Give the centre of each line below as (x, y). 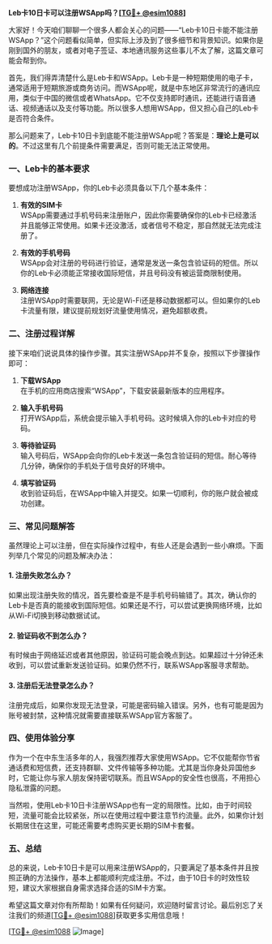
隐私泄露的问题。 (37, 787)
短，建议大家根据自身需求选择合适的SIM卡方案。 (89, 888)
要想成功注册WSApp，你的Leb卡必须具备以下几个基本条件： (109, 188)
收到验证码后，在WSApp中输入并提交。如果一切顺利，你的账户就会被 (136, 493)
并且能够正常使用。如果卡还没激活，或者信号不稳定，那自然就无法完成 (137, 226)
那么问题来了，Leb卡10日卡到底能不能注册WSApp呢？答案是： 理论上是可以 (134, 136)
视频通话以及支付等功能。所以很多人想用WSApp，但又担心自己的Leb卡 (140, 108)
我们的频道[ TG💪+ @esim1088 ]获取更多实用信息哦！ (101, 916)
